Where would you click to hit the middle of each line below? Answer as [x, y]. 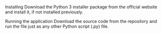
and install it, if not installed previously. [44, 12]
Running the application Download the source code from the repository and [81, 21]
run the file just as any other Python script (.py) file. [57, 26]
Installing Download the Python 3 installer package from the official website [81, 7]
